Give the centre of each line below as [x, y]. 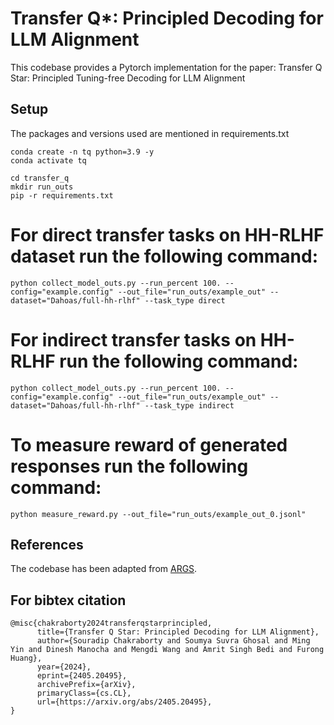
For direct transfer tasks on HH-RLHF [167, 234]
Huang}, [26, 658]
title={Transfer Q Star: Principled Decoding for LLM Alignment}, [178, 632]
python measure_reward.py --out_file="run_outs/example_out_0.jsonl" [158, 514]
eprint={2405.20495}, [82, 676]
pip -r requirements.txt [62, 195]
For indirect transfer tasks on [133, 339]
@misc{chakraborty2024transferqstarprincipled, [111, 623]
